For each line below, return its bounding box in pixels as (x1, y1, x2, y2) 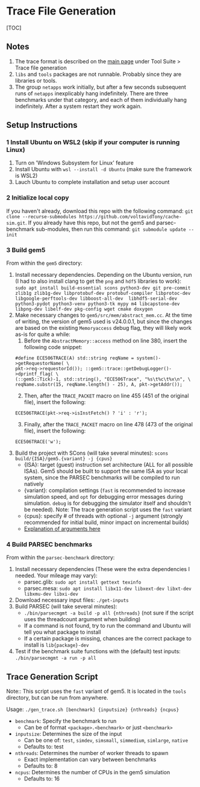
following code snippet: (23, 344, 83, 351)
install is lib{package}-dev (23, 641, 89, 649)
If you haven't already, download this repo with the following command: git (6, 207, 193, 215)
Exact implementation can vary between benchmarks (23, 756, 157, 763)
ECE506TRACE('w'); (14, 439, 61, 445)
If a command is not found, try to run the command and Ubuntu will (23, 622, 191, 630)
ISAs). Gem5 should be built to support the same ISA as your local (23, 467, 188, 475)
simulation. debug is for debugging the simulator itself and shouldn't (23, 499, 192, 507)
